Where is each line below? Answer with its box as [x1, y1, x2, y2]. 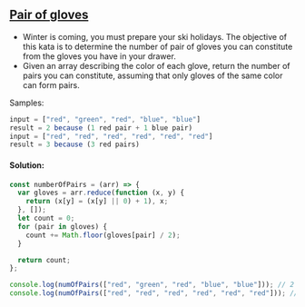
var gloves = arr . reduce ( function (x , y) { [17, 188, 184, 198]
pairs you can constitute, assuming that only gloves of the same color [22, 70, 283, 81]
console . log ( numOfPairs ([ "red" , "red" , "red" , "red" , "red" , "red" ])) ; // [9, 289, 299, 298]
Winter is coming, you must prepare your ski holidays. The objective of [22, 31, 288, 42]
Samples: [9, 97, 44, 108]
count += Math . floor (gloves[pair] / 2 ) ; [25, 231, 181, 240]
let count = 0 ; [17, 213, 75, 223]
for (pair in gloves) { [17, 222, 107, 231]
